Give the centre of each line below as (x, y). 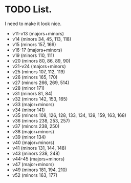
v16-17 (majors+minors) (37, 50)
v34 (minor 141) (29, 110)
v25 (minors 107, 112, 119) (38, 72)
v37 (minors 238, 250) (36, 126)
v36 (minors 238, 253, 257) (41, 120)
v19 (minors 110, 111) (33, 55)
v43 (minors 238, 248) (36, 153)
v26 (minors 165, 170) (35, 77)
